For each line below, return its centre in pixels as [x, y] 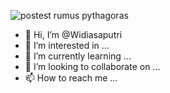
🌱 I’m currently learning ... [78, 56]
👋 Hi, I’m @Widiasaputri [73, 34]
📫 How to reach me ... [71, 78]
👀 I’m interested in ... [67, 45]
